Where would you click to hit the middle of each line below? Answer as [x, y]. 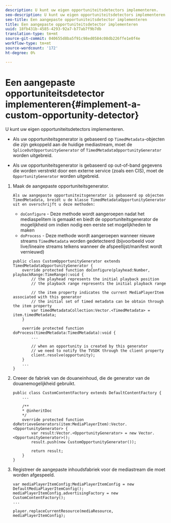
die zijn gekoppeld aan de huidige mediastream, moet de [72, 145]
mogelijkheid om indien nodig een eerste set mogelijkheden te [86, 225]
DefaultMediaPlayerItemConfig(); [48, 489]
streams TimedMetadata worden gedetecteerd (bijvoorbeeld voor [88, 241]
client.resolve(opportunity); [63, 355]
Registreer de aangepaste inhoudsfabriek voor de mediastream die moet [89, 470]
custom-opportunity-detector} [72, 115]
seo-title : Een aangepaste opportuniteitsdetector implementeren [76, 19]
